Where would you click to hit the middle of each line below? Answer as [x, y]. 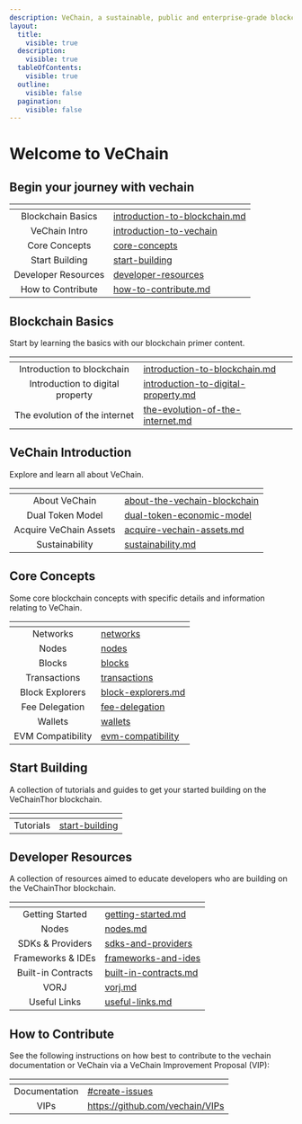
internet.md [168, 421]
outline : [34, 85]
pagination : [40, 101]
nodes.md [126, 929]
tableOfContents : [50, 68]
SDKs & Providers [55, 943]
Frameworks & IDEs [55, 959]
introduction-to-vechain [165, 231]
